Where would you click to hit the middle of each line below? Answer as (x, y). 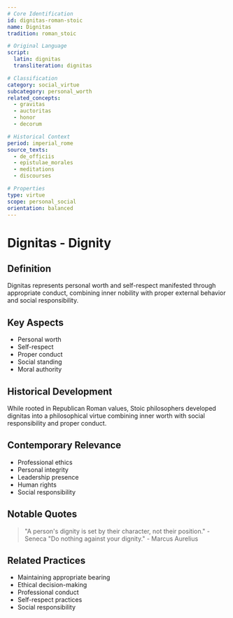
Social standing (40, 362)
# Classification (33, 78)
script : (19, 53)
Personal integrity (43, 469)
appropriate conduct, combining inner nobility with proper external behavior (116, 293)
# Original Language (37, 46)
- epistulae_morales (43, 163)
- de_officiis (34, 156)
